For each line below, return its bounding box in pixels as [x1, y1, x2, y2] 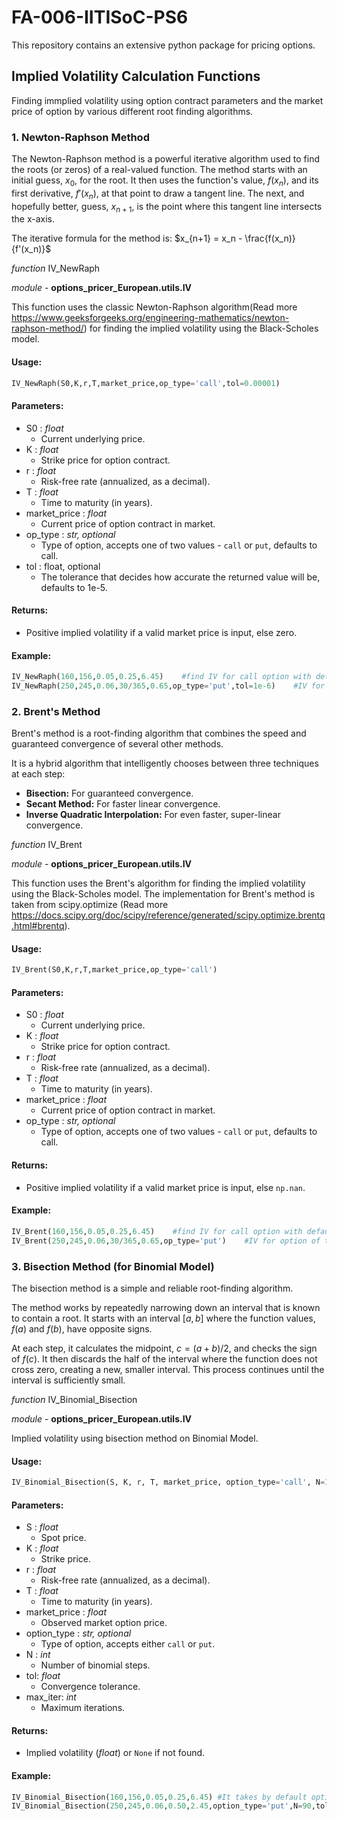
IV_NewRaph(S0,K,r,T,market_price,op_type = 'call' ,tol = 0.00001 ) [11, 378, 281, 388]
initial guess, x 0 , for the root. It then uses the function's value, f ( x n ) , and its [11, 174, 319, 188]
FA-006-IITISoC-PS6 [11, 6, 189, 29]
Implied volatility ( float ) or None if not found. [25, 1747, 206, 1759]
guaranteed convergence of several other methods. [11, 738, 224, 750]
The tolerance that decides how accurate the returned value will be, [40, 571, 321, 583]
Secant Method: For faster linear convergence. [25, 798, 221, 810]
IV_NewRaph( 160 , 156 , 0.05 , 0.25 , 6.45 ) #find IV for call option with [11, 672, 312, 682]
